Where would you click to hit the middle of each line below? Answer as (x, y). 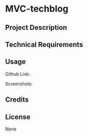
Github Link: (18, 74)
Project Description (36, 28)
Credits (17, 100)
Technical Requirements (44, 44)
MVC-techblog (37, 9)
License (18, 117)
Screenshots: (19, 83)
